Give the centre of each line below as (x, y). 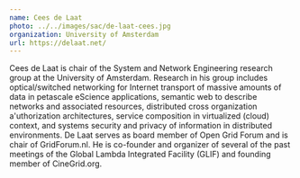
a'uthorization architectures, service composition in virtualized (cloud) (140, 116)
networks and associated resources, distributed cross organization (133, 107)
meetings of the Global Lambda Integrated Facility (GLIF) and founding (141, 155)
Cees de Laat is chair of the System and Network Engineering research (141, 68)
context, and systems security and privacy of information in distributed (141, 126)
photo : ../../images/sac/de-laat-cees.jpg (90, 26)
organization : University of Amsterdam (84, 34)
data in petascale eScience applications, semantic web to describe (133, 97)
